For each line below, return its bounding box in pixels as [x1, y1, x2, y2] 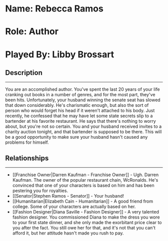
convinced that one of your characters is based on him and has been [12, 183, 155, 189]
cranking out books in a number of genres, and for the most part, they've [5, 92, 155, 98]
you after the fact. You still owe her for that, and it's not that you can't [12, 225, 156, 231]
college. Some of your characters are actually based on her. [12, 204, 136, 210]
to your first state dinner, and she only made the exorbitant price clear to [12, 220, 162, 226]
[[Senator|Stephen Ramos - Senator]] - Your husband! [12, 193, 124, 199]
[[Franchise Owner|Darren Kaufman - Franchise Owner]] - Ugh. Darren [12, 172, 159, 178]
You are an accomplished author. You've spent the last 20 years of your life [5, 86, 160, 92]
